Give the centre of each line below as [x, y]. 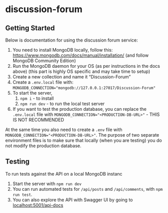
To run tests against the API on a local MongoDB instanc [64, 174]
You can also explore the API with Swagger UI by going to [73, 200]
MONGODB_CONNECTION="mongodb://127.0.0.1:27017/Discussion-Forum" [84, 88]
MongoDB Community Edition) [44, 61]
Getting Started [30, 28]
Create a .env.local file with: [43, 82]
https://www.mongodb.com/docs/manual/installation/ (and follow [80, 55]
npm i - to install [37, 98]
